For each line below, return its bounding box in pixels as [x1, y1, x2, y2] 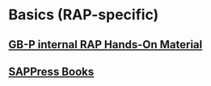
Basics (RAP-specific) [8, 6, 159, 24]
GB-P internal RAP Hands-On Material [8, 38, 203, 51]
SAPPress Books [8, 64, 95, 78]
